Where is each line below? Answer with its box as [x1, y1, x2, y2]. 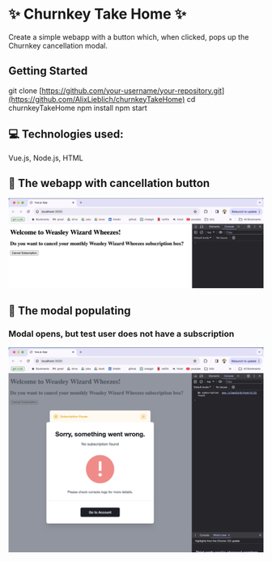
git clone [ [8, 86, 42, 96]
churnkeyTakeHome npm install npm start [8, 103, 147, 113]
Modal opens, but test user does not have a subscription [8, 329, 235, 340]
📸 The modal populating [8, 304, 131, 318]
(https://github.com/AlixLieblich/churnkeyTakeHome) [8, 94, 185, 104]
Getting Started [8, 64, 88, 78]
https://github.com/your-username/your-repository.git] [41, 86, 225, 96]
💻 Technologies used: [8, 127, 124, 142]
